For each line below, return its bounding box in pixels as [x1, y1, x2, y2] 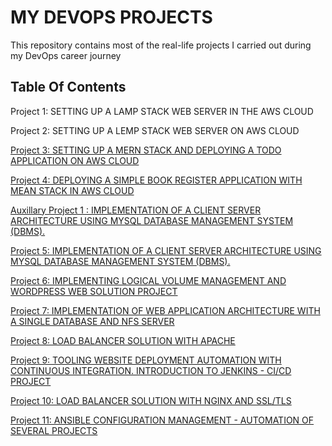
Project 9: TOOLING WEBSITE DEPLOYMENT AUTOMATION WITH [10, 354, 282, 366]
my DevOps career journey [10, 49, 122, 61]
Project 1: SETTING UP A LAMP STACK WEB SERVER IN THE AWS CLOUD [10, 105, 314, 117]
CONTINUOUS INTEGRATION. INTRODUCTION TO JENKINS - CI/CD [10, 364, 292, 376]
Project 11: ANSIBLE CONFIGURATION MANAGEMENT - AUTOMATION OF [10, 414, 315, 426]
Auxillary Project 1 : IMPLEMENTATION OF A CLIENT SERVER [10, 204, 262, 216]
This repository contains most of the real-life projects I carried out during [10, 39, 312, 51]
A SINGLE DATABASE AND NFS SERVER [10, 315, 175, 327]
